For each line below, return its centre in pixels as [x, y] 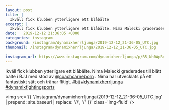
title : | [14, 15]
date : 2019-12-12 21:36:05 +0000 [43, 33]
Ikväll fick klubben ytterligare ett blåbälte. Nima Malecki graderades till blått [83, 71]
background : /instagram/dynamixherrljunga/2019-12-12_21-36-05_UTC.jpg [82, 43]
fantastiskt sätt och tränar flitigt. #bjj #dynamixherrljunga [64, 82]
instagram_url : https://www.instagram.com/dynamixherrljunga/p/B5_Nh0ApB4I [86, 57]
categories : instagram [29, 38]
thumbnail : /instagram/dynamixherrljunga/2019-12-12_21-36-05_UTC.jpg [81, 47]
